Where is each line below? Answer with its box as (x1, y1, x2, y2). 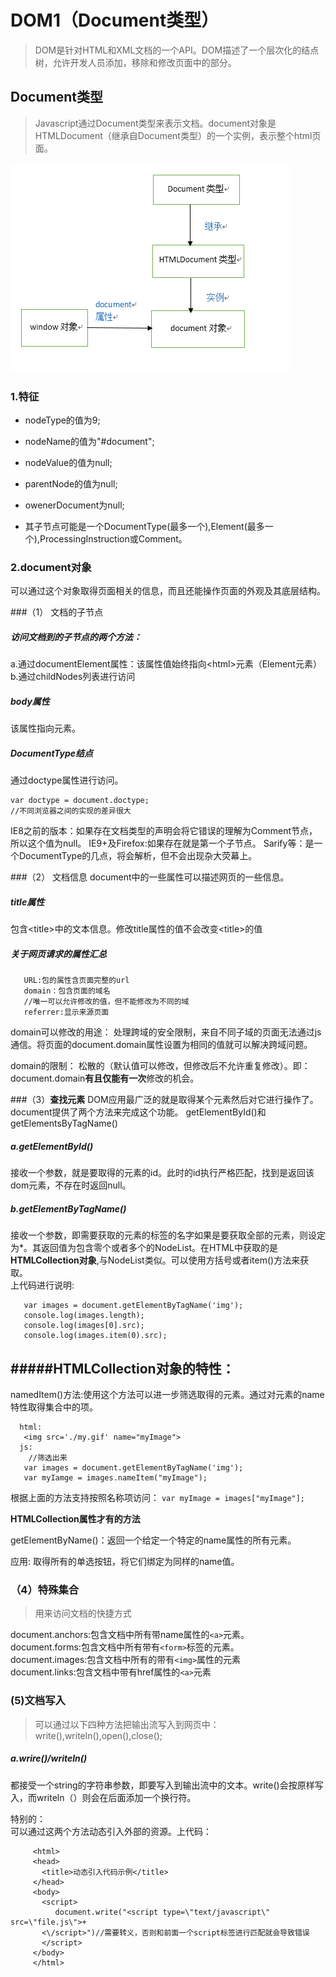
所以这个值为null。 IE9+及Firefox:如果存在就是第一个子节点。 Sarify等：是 (10, 837, 315, 850)
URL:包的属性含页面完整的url (23, 976, 130, 986)
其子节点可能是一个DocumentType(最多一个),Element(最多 (24, 521, 265, 533)
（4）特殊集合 (10, 1582, 80, 1596)
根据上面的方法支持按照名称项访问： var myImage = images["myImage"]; (10, 1491, 306, 1503)
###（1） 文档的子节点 (10, 606, 104, 618)
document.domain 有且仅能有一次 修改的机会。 (10, 1072, 200, 1085)
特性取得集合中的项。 (10, 1401, 98, 1413)
